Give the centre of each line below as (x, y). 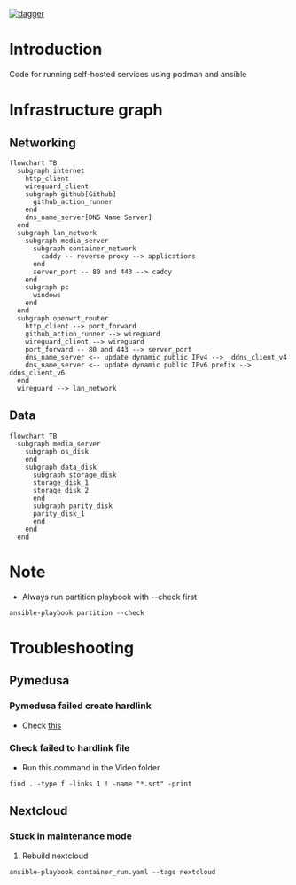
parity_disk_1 (59, 514)
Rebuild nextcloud (55, 856)
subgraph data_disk (61, 467)
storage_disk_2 (61, 490)
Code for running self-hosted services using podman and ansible (128, 74)
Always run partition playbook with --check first (109, 597)
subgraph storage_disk (74, 475)
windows (47, 295)
